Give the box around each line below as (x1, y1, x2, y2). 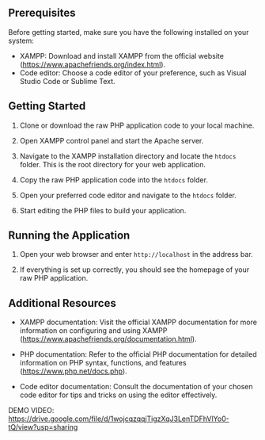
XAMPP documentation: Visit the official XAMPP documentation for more (19, 317, 257, 327)
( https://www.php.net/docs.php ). (19, 366, 128, 376)
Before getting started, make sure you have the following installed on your (8, 27, 249, 36)
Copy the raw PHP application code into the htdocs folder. (19, 174, 208, 185)
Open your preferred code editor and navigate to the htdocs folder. (19, 190, 237, 200)
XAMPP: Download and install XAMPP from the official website (19, 51, 224, 60)
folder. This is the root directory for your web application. (19, 159, 206, 169)
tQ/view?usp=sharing (8, 423, 78, 432)
